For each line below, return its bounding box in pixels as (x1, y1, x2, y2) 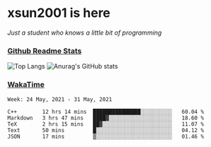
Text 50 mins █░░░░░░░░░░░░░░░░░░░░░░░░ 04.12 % (7, 127, 204, 134)
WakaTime (7, 80, 45, 90)
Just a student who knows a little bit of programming (7, 28, 162, 37)
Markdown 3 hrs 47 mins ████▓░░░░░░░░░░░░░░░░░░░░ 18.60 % (7, 114, 204, 122)
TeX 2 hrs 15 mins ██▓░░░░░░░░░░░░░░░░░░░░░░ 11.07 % (7, 120, 204, 128)
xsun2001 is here (7, 5, 111, 21)
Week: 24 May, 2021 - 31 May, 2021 (7, 95, 113, 103)
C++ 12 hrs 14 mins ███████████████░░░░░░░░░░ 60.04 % (7, 108, 204, 115)
